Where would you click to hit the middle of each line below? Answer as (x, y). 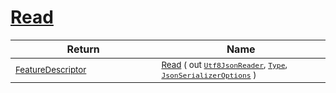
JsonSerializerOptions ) (209, 74)
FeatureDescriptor (51, 69)
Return (83, 49)
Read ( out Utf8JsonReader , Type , (224, 64)
